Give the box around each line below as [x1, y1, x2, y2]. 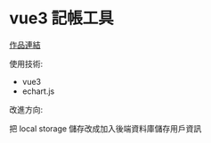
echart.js [21, 86, 55, 97]
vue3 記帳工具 [9, 8, 114, 29]
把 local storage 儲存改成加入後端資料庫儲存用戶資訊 [9, 122, 202, 134]
